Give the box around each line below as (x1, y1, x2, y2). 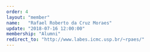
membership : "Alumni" (6, 31, 61, 37)
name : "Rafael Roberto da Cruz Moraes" (6, 20, 112, 26)
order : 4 (6, 8, 28, 15)
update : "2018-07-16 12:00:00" (6, 25, 85, 32)
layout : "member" (6, 14, 50, 20)
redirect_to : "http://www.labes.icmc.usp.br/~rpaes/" (6, 36, 145, 42)
